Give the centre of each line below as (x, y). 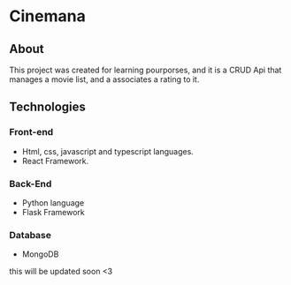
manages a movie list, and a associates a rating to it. (104, 79)
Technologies (48, 107)
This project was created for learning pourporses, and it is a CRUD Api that (145, 70)
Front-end (31, 132)
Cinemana (47, 16)
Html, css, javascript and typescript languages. (108, 151)
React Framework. (55, 161)
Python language (53, 202)
